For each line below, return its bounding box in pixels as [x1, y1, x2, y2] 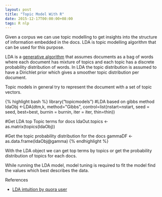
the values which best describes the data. [5, 168, 89, 174]
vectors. [5, 89, 22, 95]
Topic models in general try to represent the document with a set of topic [5, 84, 152, 90]
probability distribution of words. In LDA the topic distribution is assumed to [5, 64, 157, 70]
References [5, 177, 28, 183]
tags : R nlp [5, 20, 29, 26]
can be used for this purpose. [5, 44, 65, 50]
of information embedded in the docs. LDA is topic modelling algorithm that [5, 39, 156, 45]
